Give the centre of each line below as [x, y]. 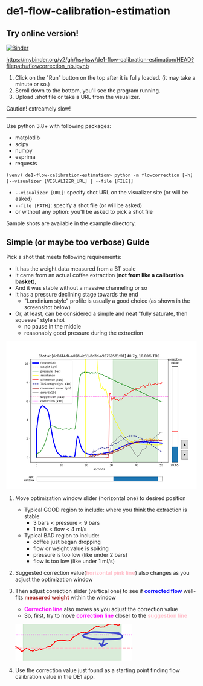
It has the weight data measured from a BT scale [75, 268]
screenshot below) [47, 307]
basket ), [26, 281]
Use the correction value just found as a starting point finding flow [97, 670]
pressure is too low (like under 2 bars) [80, 555]
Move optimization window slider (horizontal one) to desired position [100, 498]
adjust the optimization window [54, 579]
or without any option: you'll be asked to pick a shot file [84, 212]
